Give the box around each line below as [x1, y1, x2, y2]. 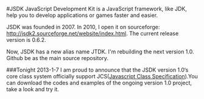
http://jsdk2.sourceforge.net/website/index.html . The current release [6, 30, 179, 37]
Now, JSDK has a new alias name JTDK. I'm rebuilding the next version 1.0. [6, 48, 194, 55]
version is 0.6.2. [6, 36, 47, 43]
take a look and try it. [6, 86, 60, 93]
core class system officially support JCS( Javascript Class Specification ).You [6, 73, 198, 80]
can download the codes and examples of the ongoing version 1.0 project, [6, 79, 192, 86]
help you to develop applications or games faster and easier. [6, 12, 158, 19]
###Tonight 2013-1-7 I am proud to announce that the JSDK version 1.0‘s [6, 66, 189, 73]
